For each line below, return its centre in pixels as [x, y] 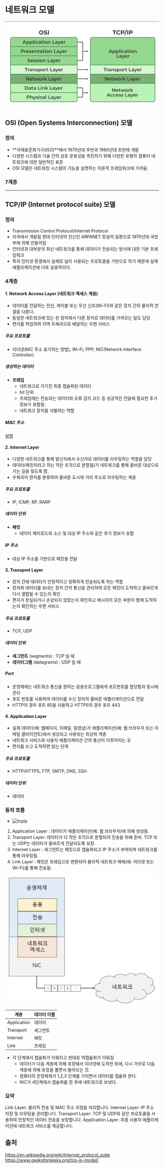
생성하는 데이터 [20, 367]
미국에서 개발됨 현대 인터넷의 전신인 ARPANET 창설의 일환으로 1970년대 [81, 237]
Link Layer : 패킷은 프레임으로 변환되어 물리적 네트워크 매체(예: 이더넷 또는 [83, 862]
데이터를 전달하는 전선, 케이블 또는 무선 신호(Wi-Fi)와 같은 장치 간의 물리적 [83, 305]
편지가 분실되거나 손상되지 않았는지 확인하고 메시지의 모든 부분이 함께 [78, 600]
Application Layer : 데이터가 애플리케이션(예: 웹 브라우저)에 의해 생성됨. [81, 831]
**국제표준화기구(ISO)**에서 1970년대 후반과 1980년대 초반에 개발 [75, 149]
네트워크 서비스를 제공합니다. [45, 1126]
